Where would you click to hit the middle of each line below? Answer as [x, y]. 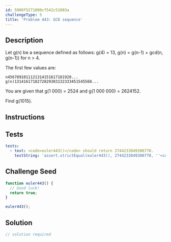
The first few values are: [31, 68]
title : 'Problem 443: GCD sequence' [44, 19]
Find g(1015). [19, 101]
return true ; [24, 193]
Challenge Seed [31, 172]
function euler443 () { [29, 183]
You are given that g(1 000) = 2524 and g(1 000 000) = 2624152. [73, 91]
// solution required [28, 235]
